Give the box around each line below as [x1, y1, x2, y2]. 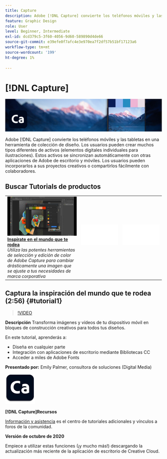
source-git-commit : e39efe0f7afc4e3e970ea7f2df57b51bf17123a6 [5, 40, 137, 45]
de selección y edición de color [7, 252, 71, 258]
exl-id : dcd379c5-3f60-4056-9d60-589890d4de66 [5, 34, 103, 39]
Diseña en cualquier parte [12, 344, 66, 350]
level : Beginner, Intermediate [5, 29, 70, 34]
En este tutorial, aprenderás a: [5, 334, 67, 340]
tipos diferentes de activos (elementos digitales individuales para [5, 147, 138, 153]
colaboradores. [5, 168, 36, 174]
